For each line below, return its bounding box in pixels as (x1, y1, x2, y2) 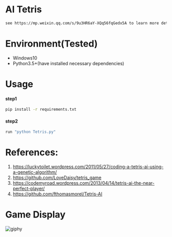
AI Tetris (5, 4, 42, 15)
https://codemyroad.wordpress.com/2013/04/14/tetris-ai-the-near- (12, 180, 155, 186)
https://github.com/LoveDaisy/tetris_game (12, 174, 102, 181)
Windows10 (12, 55, 37, 61)
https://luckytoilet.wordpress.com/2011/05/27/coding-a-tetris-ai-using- (12, 164, 164, 170)
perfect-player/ (12, 186, 45, 192)
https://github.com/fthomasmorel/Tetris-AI (12, 191, 102, 197)
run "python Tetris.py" (5, 129, 56, 134)
